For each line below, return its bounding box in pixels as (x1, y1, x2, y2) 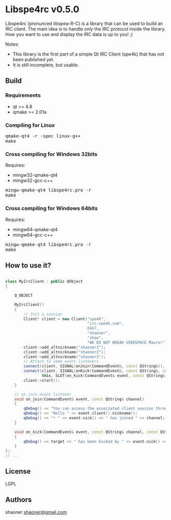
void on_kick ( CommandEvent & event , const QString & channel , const (14, 429, 158, 434)
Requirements (5, 92, 41, 99)
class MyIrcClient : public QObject (5, 279, 83, 284)
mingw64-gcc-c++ (12, 232, 53, 238)
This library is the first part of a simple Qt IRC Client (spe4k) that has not (12, 51, 164, 57)
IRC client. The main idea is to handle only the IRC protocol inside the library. (5, 25, 166, 32)
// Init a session (23, 312, 63, 317)
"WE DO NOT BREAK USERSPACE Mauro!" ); (87, 340, 169, 345)
